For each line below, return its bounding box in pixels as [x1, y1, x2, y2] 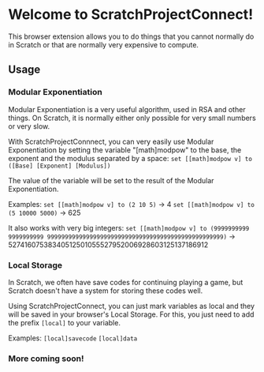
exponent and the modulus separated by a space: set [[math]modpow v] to [8, 153, 252, 163]
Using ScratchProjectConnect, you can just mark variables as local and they [8, 301, 255, 310]
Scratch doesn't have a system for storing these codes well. [8, 286, 203, 295]
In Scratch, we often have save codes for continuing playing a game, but [8, 277, 244, 287]
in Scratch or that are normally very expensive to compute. [8, 39, 199, 49]
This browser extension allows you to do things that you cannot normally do [8, 32, 255, 41]
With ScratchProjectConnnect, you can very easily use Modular [8, 137, 214, 146]
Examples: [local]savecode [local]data [8, 333, 138, 343]
